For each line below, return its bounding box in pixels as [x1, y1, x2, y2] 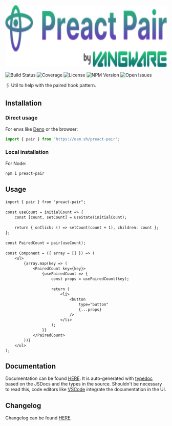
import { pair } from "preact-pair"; [5, 199, 86, 205]
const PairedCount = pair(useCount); [5, 240, 86, 246]
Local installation [5, 149, 49, 156]
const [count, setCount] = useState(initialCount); [14, 215, 127, 220]
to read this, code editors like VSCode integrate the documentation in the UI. [5, 387, 166, 393]
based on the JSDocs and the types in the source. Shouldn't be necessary [5, 381, 162, 387]
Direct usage [5, 114, 38, 121]
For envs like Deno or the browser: [5, 126, 78, 132]
